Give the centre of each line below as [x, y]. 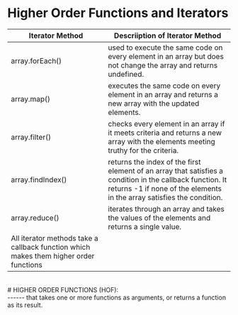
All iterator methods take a [55, 238]
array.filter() [31, 137]
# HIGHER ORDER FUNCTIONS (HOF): [63, 289]
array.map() [31, 99]
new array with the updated [154, 103]
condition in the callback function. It [168, 179]
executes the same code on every [164, 85]
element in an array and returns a [163, 94]
